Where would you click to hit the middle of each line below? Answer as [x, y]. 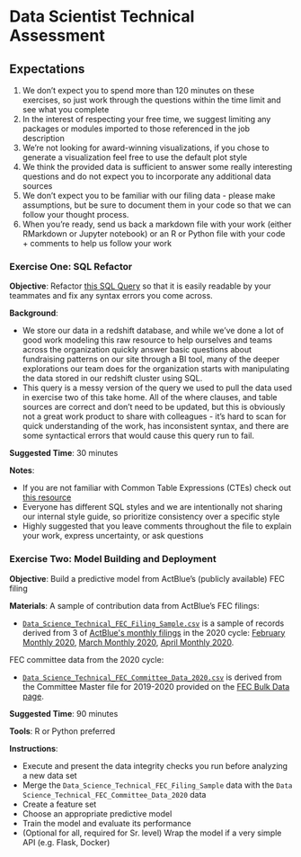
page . [33, 696]
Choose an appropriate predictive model [97, 813]
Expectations [47, 69]
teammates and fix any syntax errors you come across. [111, 296]
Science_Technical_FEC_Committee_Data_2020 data [114, 794]
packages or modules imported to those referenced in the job [136, 129]
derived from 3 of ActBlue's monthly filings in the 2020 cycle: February [154, 632]
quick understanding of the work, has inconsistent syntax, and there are [155, 426]
